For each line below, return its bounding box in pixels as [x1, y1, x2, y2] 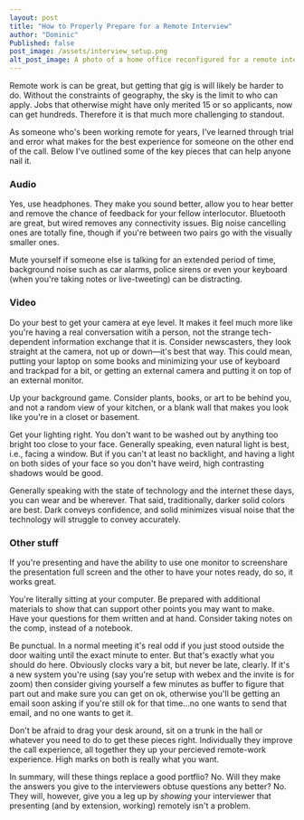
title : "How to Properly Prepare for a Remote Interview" [9, 22, 233, 31]
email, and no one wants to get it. [9, 707, 134, 718]
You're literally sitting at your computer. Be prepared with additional [9, 594, 261, 605]
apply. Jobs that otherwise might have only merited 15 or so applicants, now [9, 100, 293, 110]
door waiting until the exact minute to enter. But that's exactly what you [9, 649, 275, 661]
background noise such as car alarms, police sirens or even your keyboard [9, 264, 288, 275]
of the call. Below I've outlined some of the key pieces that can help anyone [9, 146, 291, 157]
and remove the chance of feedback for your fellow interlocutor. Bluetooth [9, 208, 286, 219]
